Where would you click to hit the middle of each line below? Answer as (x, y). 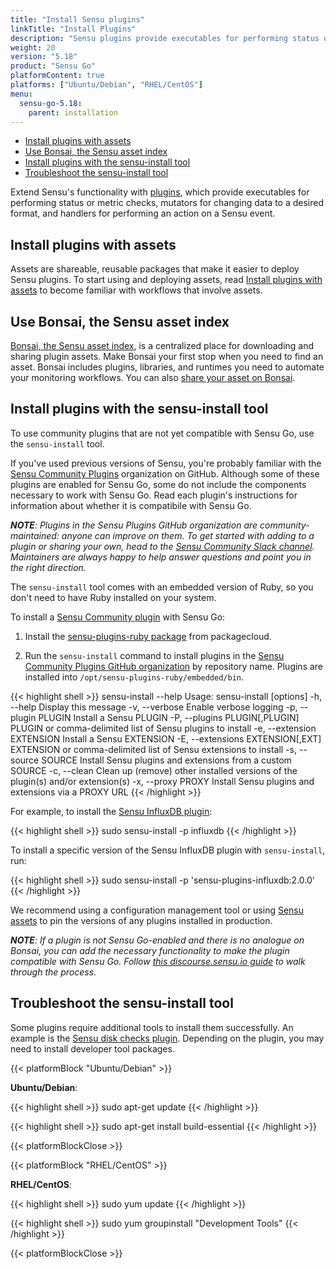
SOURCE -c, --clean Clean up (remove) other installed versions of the (154, 770)
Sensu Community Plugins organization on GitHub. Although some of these (165, 473)
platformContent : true (57, 76)
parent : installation (73, 112)
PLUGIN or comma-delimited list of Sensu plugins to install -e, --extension (163, 728)
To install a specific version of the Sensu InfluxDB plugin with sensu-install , (168, 850)
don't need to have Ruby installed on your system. (113, 597)
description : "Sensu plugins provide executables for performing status (165, 38)
